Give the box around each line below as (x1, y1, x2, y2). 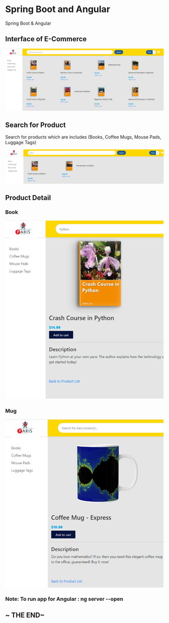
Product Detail (5, 194, 51, 202)
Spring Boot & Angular (5, 20, 51, 26)
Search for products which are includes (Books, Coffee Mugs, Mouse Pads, (5, 134, 161, 140)
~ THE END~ (5, 611, 45, 619)
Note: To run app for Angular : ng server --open (5, 595, 123, 602)
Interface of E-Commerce (5, 35, 87, 43)
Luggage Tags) (5, 140, 37, 146)
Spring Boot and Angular (5, 4, 111, 15)
